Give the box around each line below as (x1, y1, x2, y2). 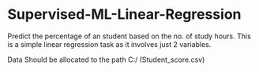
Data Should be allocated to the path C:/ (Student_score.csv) (7, 55, 205, 64)
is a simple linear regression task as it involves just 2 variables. (7, 39, 212, 49)
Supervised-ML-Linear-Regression (7, 5, 242, 23)
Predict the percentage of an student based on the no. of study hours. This (7, 31, 252, 41)
